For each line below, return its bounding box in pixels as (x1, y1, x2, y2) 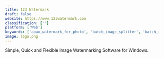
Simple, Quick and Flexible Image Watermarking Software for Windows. (5, 47, 149, 53)
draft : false (5, 12, 32, 16)
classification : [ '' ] (5, 20, 49, 26)
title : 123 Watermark (5, 7, 49, 12)
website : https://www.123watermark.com (5, 16, 86, 21)
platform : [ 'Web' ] (5, 25, 42, 30)
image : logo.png (5, 34, 38, 39)
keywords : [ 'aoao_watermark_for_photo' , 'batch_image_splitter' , (5, 29, 141, 34)
